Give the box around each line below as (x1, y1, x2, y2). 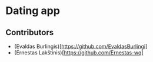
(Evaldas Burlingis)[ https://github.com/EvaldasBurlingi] (14, 43, 148, 50)
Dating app (5, 4, 60, 18)
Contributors (5, 27, 54, 37)
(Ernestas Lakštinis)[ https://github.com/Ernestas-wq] (14, 49, 144, 56)
